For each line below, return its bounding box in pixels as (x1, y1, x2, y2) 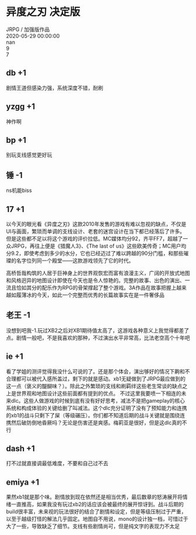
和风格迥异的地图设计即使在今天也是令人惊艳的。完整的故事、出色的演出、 (6, 277, 185, 284)
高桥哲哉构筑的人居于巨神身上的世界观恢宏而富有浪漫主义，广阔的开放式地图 (6, 270, 190, 276)
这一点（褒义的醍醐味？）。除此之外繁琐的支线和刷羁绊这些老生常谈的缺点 (6, 382, 183, 389)
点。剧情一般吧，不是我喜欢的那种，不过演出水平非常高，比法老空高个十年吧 (6, 334, 190, 341)
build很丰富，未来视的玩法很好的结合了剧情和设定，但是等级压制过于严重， (6, 508, 187, 515)
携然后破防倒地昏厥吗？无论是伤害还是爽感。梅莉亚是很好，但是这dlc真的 (6, 419, 182, 426)
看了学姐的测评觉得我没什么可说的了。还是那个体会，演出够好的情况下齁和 (6, 368, 185, 375)
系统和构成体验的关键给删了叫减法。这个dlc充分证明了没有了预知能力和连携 (6, 404, 187, 411)
